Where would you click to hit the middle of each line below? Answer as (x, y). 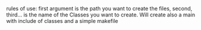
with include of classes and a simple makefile (62, 21)
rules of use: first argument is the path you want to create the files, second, (99, 9)
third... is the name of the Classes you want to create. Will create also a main (101, 15)
